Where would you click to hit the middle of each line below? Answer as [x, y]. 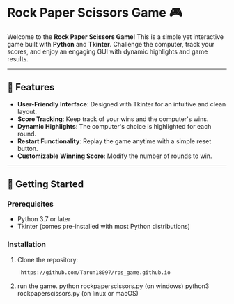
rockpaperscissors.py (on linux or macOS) [78, 293]
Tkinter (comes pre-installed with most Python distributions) [103, 227]
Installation [27, 245]
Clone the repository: [48, 259]
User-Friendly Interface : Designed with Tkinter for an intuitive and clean [122, 104]
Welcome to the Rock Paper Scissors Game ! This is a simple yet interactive [116, 37]
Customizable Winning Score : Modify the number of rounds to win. [115, 156]
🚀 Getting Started [46, 184]
